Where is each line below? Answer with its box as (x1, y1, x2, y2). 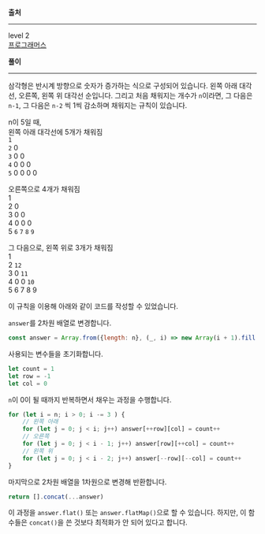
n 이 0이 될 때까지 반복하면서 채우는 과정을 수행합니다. (8, 395, 172, 404)
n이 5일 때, (8, 117, 42, 127)
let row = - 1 (8, 372, 51, 380)
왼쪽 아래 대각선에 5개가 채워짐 (8, 128, 103, 136)
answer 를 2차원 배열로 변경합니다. (8, 318, 112, 328)
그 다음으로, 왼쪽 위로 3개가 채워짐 (8, 243, 114, 252)
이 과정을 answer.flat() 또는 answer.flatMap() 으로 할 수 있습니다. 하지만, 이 (8, 508, 247, 517)
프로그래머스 (8, 40, 47, 50)
